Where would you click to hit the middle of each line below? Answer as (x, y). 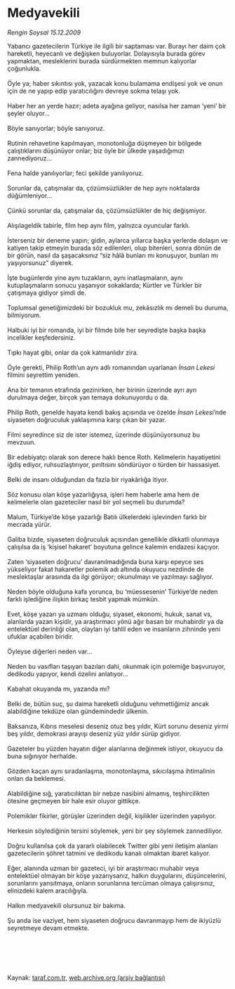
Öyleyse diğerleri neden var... (50, 651)
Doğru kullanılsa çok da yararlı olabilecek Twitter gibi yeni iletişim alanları (113, 846)
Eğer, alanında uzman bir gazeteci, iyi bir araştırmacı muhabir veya (103, 868)
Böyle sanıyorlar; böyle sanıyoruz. (56, 128)
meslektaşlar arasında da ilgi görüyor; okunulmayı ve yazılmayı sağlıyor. (110, 576)
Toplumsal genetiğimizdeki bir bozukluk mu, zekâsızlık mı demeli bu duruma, (118, 307)
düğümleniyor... (30, 196)
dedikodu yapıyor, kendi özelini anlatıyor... (68, 674)
